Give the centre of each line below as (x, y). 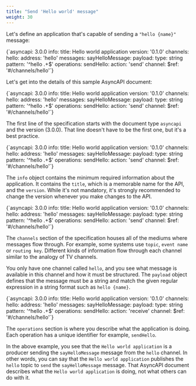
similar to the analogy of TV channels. (52, 256)
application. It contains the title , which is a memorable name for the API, (95, 184)
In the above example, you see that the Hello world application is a (89, 346)
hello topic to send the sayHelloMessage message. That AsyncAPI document (98, 365)
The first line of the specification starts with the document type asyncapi (94, 123)
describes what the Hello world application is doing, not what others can (97, 371)
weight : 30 (19, 17)
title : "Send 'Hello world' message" (52, 11)
